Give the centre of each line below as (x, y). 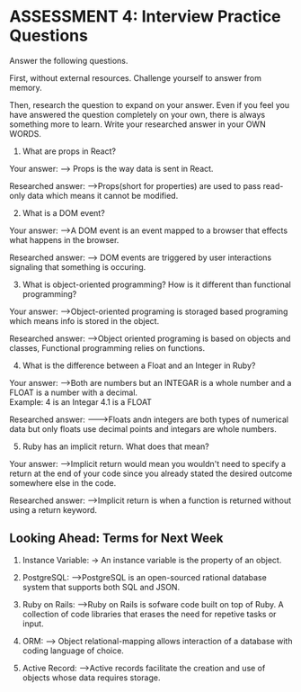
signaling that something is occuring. (78, 266)
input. (33, 624)
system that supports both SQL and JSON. (101, 587)
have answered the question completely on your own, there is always (137, 114)
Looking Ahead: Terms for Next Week (116, 539)
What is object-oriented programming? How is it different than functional (157, 284)
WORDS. (26, 133)
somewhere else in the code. (63, 482)
